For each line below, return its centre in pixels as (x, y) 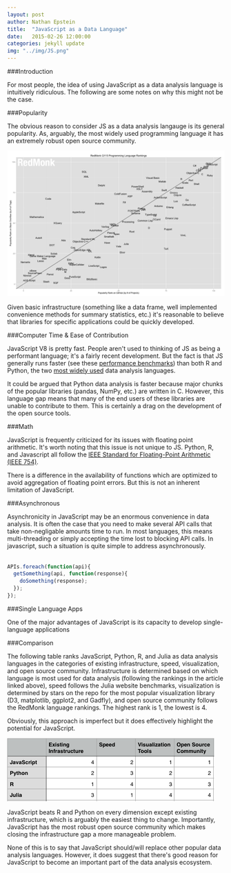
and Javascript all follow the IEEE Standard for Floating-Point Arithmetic (109, 454)
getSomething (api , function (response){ (71, 574)
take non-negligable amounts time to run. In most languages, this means (110, 531)
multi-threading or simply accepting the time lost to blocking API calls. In (110, 539)
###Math (20, 426)
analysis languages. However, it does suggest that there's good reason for (113, 854)
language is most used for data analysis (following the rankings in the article (115, 678)
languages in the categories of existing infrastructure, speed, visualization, (113, 663)
